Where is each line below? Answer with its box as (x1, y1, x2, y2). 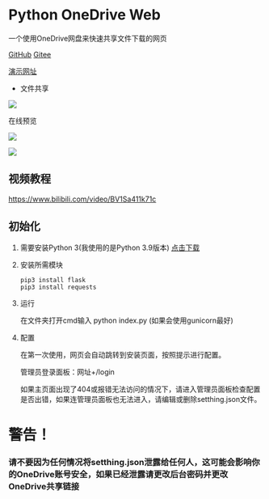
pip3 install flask (19, 276, 86, 284)
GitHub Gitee (8, 49, 52, 59)
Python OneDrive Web (8, 6, 162, 24)
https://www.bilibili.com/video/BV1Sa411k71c (8, 194, 157, 204)
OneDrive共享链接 (8, 480, 80, 492)
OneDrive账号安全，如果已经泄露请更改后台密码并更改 (16, 468, 229, 480)
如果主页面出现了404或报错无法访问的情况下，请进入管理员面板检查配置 (19, 384, 261, 394)
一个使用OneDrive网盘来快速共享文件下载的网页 (8, 33, 167, 43)
